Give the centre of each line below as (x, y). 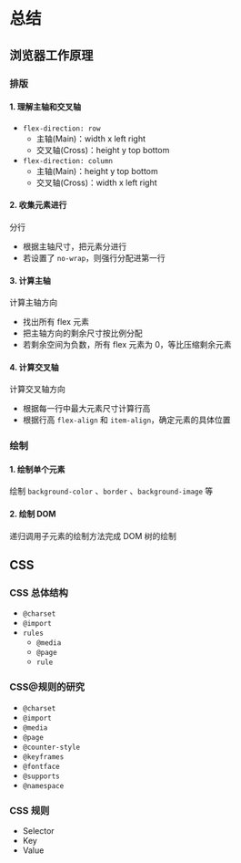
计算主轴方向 (33, 303)
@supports (41, 776)
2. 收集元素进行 (38, 205)
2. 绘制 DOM (33, 514)
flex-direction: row (61, 129)
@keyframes (43, 757)
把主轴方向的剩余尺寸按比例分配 (82, 333)
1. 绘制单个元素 (37, 469)
